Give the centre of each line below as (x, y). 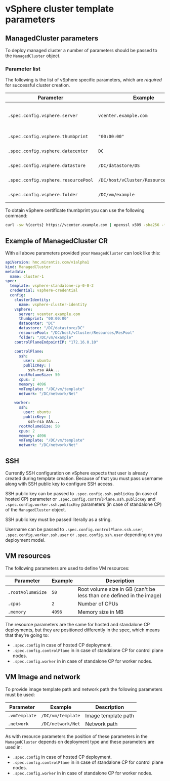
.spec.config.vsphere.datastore (47, 166)
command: (16, 216)
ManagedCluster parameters (52, 38)
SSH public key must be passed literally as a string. (59, 519)
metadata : (16, 272)
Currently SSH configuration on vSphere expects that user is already (77, 473)
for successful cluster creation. (38, 85)
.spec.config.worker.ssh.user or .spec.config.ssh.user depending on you (84, 535)
